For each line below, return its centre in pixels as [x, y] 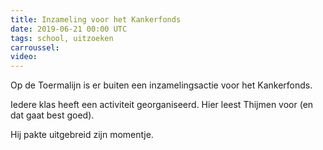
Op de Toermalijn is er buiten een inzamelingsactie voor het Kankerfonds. [161, 85]
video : [24, 57]
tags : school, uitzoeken [62, 38]
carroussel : [35, 47]
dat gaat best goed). [52, 115]
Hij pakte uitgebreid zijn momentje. [82, 135]
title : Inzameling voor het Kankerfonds [96, 19]
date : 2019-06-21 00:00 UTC [69, 29]
